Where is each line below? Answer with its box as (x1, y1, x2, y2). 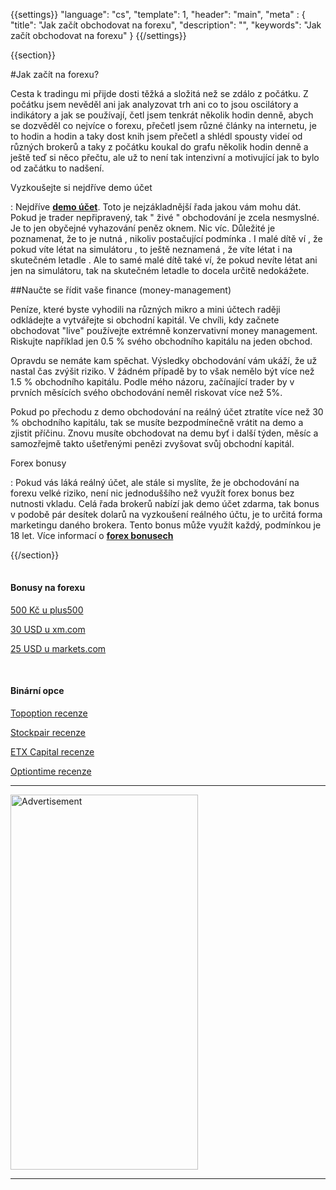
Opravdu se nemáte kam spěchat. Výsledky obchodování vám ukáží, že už (10, 355, 318, 366)
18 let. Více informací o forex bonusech (10, 530, 174, 541)
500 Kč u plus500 (10, 604, 84, 616)
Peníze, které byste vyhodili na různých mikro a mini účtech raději (10, 304, 281, 315)
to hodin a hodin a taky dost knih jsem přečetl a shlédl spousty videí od (10, 130, 303, 142)
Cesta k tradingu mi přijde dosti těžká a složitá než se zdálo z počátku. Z (10, 88, 309, 99)
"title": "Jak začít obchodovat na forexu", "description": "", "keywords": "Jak (10, 19, 322, 31)
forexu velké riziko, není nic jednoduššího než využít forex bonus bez (10, 487, 295, 499)
